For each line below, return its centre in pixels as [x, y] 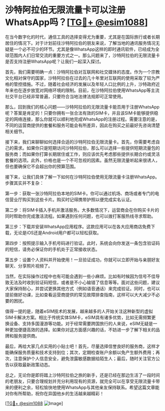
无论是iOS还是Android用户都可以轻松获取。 [57, 233]
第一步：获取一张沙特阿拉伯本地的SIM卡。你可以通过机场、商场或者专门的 [80, 193]
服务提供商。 [27, 336]
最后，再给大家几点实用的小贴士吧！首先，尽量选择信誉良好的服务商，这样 [80, 346]
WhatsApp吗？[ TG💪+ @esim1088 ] [77, 22]
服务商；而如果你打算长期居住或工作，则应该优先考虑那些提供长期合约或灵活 [82, 154]
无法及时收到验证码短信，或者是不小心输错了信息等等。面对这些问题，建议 [84, 282]
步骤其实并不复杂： [25, 183]
